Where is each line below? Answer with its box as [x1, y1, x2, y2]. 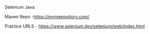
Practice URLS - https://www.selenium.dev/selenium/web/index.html [4, 23, 145, 29]
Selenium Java [4, 4, 35, 10]
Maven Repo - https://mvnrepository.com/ [4, 14, 90, 19]
